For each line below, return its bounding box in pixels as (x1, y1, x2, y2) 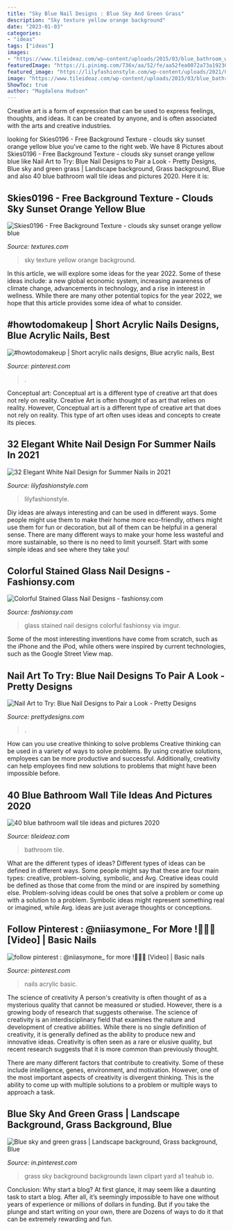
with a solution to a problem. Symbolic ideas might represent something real (7, 896, 225, 904)
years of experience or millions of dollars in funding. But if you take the (7, 1200, 210, 1208)
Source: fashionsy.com (7, 608, 74, 616)
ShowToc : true (7, 81, 49, 88)
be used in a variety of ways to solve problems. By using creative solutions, (7, 747, 223, 755)
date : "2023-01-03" (7, 23, 64, 30)
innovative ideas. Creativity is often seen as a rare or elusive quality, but (7, 1037, 213, 1046)
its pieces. (7, 418, 37, 426)
